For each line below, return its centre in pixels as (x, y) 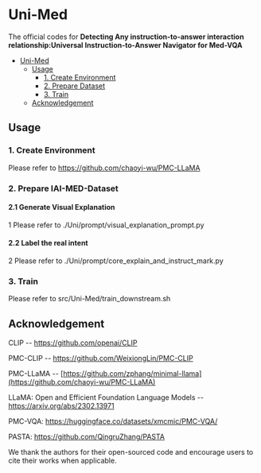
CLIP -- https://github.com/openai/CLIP (73, 343)
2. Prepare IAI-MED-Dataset (64, 188)
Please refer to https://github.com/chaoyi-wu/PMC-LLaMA (104, 168)
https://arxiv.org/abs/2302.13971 (61, 406)
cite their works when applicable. (62, 461)
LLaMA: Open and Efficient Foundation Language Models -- (106, 397)
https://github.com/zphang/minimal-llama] (132, 374)
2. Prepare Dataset (74, 86)
